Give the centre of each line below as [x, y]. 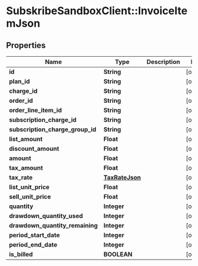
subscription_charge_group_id [53, 129]
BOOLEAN [118, 254]
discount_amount [34, 149]
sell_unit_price [30, 197]
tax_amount [26, 168]
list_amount [26, 139]
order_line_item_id [35, 110]
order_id [21, 100]
